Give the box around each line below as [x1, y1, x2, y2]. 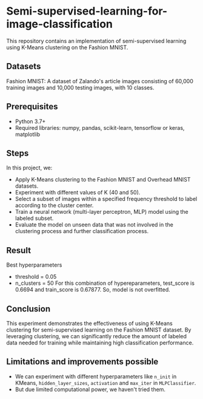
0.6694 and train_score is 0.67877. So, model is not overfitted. [15, 286, 171, 293]
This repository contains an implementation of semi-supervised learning [6, 37, 187, 44]
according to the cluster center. [15, 202, 94, 209]
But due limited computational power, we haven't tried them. [15, 386, 165, 393]
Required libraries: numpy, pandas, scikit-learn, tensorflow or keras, [15, 124, 185, 131]
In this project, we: [6, 164, 53, 171]
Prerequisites [6, 101, 58, 112]
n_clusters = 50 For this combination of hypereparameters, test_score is [15, 279, 195, 287]
